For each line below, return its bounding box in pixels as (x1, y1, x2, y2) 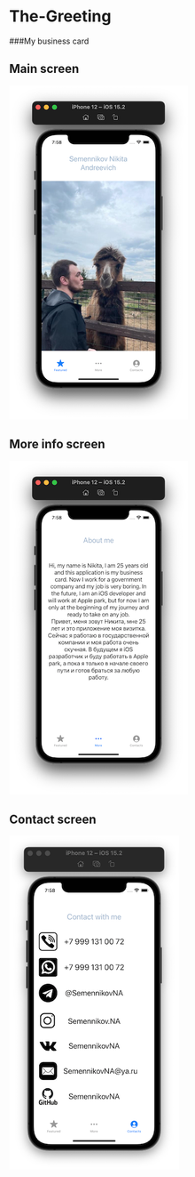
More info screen (9, 437, 105, 452)
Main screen (9, 61, 80, 77)
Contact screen (9, 811, 97, 826)
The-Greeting (9, 6, 112, 27)
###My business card (9, 36, 90, 46)
